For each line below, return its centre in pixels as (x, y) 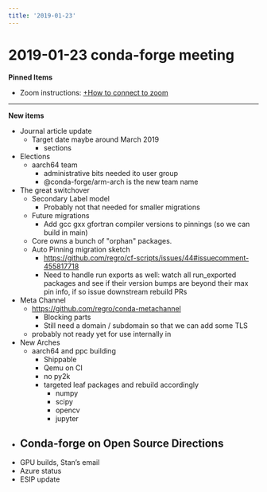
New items (26, 115)
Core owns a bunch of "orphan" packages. (102, 240)
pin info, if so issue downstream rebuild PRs (115, 291)
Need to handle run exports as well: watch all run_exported (140, 275)
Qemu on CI (63, 368)
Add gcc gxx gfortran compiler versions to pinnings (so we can (147, 224)
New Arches (40, 342)
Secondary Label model (70, 198)
